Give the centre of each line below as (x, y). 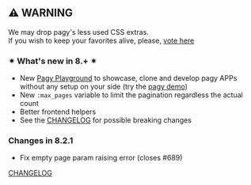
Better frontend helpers (58, 112)
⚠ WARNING (40, 13)
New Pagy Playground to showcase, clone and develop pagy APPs (128, 78)
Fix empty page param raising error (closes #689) (101, 158)
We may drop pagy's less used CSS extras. (78, 32)
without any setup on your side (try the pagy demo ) (104, 87)
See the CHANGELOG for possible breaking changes (106, 120)
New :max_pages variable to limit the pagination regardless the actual (131, 95)
